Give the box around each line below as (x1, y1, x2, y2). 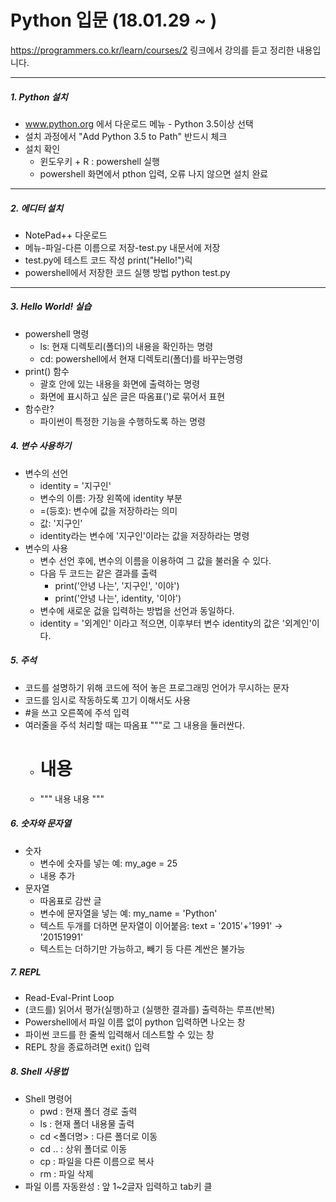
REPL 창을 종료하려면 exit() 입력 (24, 1041, 151, 1053)
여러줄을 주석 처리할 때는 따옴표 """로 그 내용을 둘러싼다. (24, 719, 246, 731)
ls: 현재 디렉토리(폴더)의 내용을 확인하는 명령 (39, 340, 214, 352)
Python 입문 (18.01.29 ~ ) (10, 9, 218, 32)
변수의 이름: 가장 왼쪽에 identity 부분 (39, 492, 183, 504)
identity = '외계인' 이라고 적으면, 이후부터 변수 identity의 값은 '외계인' (39, 617, 312, 629)
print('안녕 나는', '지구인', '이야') (54, 579, 180, 591)
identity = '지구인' (39, 479, 112, 491)
